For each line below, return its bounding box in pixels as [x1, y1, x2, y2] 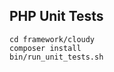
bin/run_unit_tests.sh [9, 52, 104, 62]
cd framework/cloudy [9, 34, 96, 44]
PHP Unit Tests [9, 8, 104, 25]
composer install [9, 43, 82, 53]
